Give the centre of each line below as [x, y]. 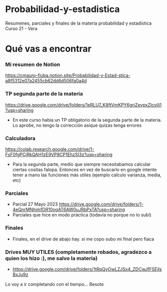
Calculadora [21, 138]
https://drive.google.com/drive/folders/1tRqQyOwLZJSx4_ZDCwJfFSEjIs [87, 269]
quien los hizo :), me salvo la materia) [51, 258]
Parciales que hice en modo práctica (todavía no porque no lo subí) [82, 215]
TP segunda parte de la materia [44, 94]
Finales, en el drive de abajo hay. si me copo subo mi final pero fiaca [83, 239]
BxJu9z [20, 274]
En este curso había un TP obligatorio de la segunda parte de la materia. [87, 120]
